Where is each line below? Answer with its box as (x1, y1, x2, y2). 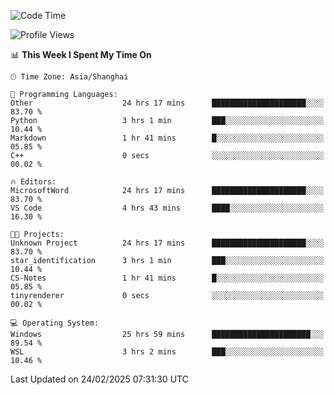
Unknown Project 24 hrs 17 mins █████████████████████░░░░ (10, 238, 325, 248)
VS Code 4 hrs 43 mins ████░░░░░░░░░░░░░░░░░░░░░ (10, 203, 325, 213)
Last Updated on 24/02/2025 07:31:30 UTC (10, 373, 189, 385)
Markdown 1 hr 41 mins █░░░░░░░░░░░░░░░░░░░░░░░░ (10, 133, 325, 143)
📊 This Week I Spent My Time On (10, 49, 152, 60)
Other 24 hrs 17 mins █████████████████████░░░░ (10, 98, 325, 108)
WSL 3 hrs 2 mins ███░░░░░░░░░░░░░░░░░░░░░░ (10, 347, 325, 357)
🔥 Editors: (10, 177, 57, 187)
